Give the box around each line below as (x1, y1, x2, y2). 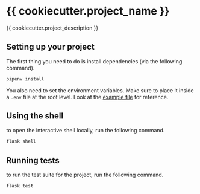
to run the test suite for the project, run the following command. (6, 171, 164, 179)
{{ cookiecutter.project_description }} (6, 24, 99, 31)
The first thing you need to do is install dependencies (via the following (6, 57, 183, 65)
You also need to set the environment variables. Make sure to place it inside (6, 86, 194, 94)
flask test (6, 183, 34, 189)
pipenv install (6, 76, 45, 82)
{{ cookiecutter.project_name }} (6, 4, 170, 18)
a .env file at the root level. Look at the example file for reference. (6, 93, 169, 100)
